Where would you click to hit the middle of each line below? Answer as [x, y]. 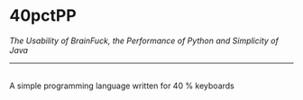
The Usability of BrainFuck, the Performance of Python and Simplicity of [144, 41]
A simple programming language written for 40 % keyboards [122, 86]
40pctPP [43, 16]
